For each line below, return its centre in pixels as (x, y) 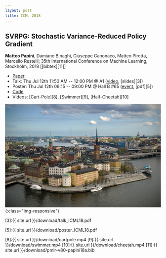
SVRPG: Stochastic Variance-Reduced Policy (76, 36)
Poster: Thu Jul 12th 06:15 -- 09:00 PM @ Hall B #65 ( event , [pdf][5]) (83, 86)
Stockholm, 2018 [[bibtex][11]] (35, 66)
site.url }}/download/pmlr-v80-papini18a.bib (50, 250)
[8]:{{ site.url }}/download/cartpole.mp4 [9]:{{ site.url (59, 239)
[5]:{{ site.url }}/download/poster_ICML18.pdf (51, 230)
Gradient (19, 44)
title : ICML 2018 (23, 16)
